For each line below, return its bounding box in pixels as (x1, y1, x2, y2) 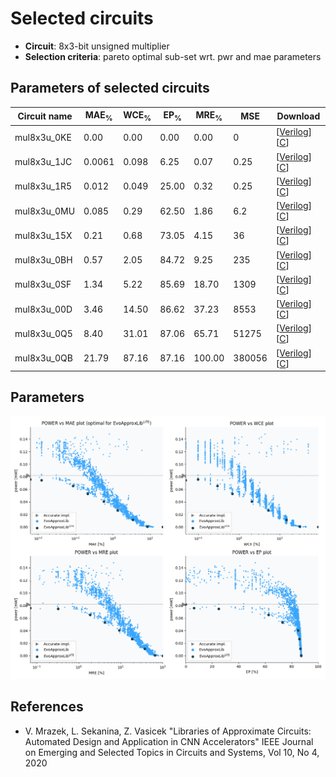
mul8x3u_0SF (14, 278, 72, 291)
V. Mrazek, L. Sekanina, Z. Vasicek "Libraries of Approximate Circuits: (24, 725, 312, 737)
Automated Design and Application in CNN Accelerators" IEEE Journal (24, 735, 314, 747)
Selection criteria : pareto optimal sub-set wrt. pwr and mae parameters (24, 50, 322, 62)
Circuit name (17, 110, 73, 122)
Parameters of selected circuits (10, 80, 210, 97)
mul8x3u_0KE (14, 131, 72, 143)
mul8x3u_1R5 (14, 180, 73, 192)
